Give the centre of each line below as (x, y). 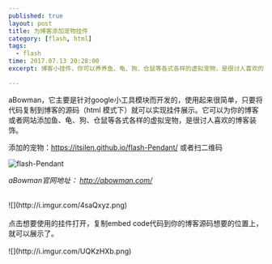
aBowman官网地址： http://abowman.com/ (81, 180)
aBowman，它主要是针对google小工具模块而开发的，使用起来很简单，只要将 (136, 100)
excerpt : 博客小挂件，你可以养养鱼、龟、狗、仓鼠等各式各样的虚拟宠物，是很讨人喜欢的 (136, 69)
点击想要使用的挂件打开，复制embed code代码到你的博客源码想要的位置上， (136, 223)
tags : (17, 46)
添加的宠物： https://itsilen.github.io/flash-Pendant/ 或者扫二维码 (115, 147)
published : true (36, 16)
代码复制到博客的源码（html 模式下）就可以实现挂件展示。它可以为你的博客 (134, 109)
